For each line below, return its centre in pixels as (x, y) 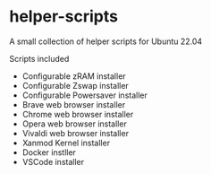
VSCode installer (53, 161)
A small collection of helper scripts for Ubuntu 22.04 (106, 41)
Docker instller (49, 152)
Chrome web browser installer (78, 114)
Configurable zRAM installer (74, 76)
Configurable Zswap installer (76, 85)
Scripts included (39, 58)
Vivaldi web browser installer (76, 133)
